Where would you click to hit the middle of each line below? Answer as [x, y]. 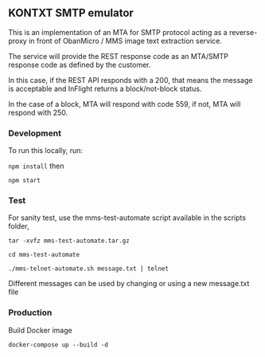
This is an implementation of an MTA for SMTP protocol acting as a [118, 32]
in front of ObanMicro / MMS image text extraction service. [126, 41]
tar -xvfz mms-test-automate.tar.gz [69, 241]
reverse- [244, 32]
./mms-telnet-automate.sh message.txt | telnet [89, 269]
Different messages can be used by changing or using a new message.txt [129, 284]
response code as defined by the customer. [80, 65]
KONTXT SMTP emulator [71, 13]
